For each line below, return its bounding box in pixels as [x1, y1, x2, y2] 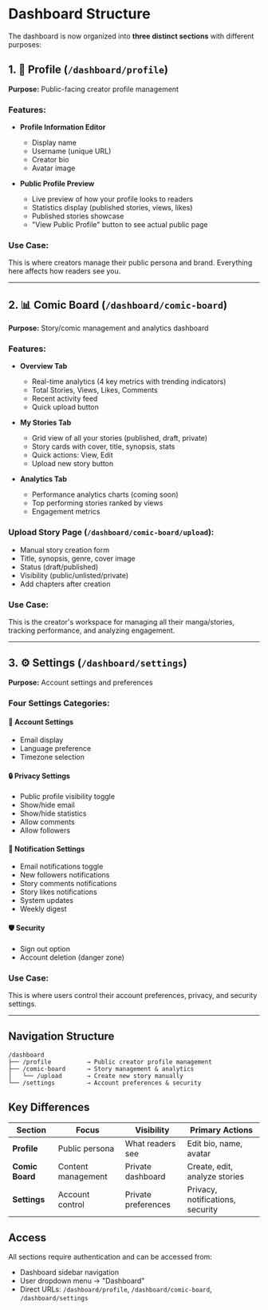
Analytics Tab [19, 474, 68, 484]
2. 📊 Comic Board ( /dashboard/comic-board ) [8, 298, 227, 312]
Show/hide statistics [19, 809, 87, 818]
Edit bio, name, [187, 1137, 243, 1148]
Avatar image [31, 163, 76, 173]
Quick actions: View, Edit [31, 450, 113, 460]
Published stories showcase [31, 211, 124, 221]
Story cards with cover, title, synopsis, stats [31, 441, 175, 452]
